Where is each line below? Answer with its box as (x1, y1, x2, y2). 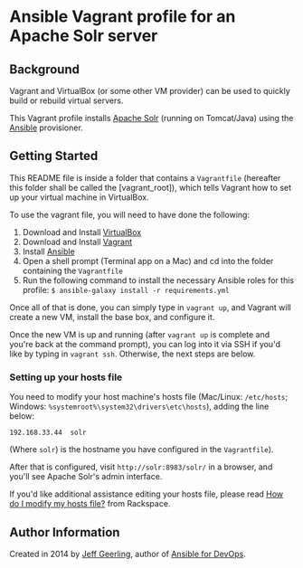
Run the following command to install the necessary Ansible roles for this (22, 274, 295, 286)
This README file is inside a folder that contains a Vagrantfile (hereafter (9, 172, 281, 183)
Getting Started (9, 148, 99, 164)
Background (9, 62, 80, 77)
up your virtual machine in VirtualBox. (9, 192, 149, 203)
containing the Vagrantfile (22, 265, 124, 276)
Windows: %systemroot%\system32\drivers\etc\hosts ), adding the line (9, 401, 270, 412)
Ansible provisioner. (9, 122, 83, 133)
